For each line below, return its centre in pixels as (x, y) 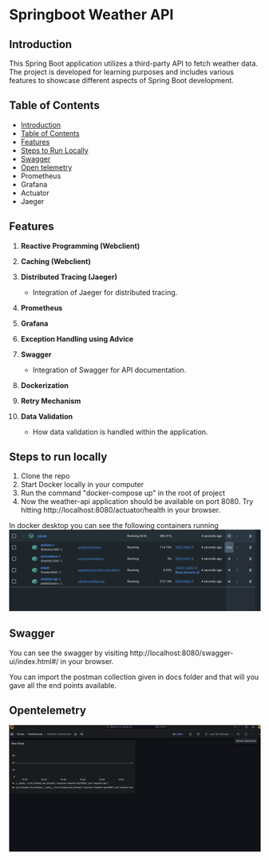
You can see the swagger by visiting (69, 653)
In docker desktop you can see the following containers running (114, 526)
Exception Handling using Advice (77, 338)
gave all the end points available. (63, 685)
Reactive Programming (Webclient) (80, 246)
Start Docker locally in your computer (82, 485)
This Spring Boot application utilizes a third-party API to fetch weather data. (134, 63)
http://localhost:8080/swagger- (182, 653)
